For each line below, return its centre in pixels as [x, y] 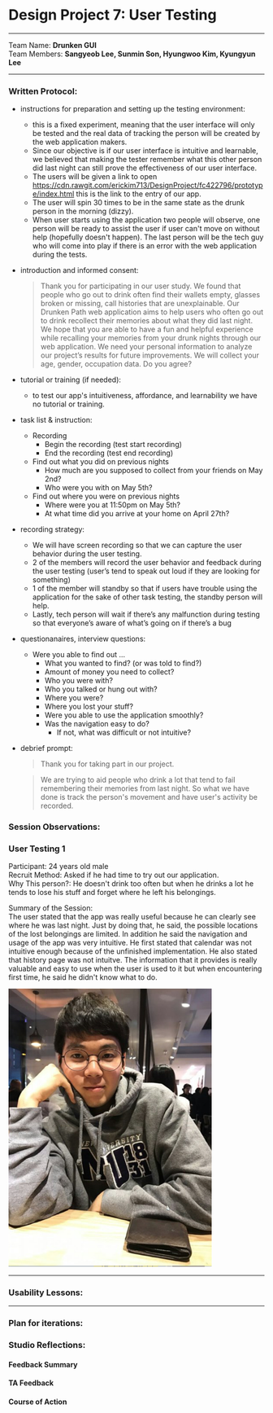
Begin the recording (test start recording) [113, 445]
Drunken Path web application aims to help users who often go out [152, 312]
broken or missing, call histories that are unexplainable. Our [140, 304]
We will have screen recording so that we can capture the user [137, 545]
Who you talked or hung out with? [101, 689]
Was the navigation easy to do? [97, 724]
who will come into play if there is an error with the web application [145, 246]
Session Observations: [54, 827]
